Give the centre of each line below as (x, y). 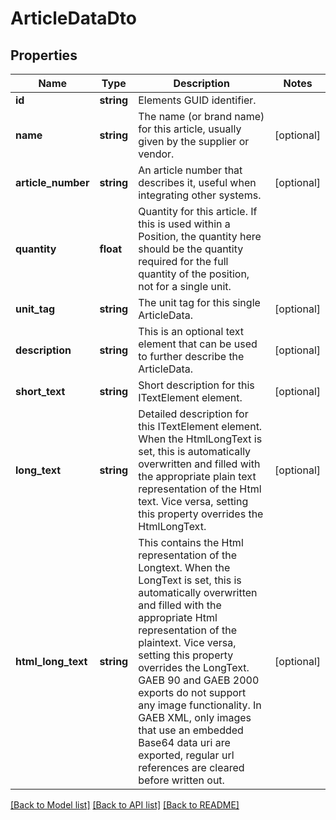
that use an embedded (191, 730)
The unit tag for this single (199, 302)
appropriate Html (178, 617)
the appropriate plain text (197, 476)
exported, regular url (186, 755)
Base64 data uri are (184, 742)
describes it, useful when (197, 182)
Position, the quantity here (200, 236)
